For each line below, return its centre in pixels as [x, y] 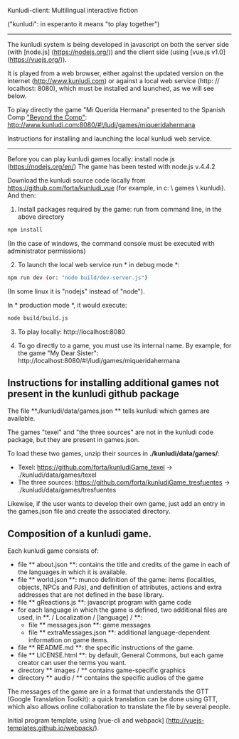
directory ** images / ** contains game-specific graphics [102, 670]
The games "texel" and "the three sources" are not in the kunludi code [110, 432]
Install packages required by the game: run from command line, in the [119, 209]
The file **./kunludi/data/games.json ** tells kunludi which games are [108, 411]
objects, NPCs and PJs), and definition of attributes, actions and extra [120, 587]
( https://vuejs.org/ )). [37, 59]
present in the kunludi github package [94, 394]
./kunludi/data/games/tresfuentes [67, 490]
